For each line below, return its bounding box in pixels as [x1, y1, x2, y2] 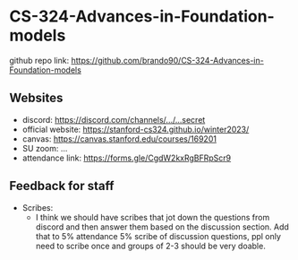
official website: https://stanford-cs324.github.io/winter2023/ [21, 124, 250, 134]
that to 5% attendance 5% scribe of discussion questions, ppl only [35, 230, 282, 241]
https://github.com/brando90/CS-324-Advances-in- [71, 55, 264, 65]
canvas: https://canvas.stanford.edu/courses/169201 [21, 133, 217, 144]
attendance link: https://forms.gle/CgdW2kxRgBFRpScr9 [21, 152, 232, 163]
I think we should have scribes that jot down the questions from [35, 212, 270, 222]
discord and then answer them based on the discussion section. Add [35, 221, 289, 232]
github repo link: [9, 55, 70, 65]
